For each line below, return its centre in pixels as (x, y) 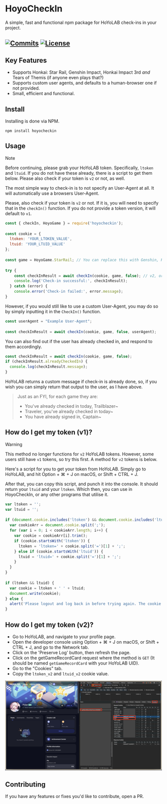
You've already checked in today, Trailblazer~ (71, 406)
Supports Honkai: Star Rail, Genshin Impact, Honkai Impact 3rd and (81, 72)
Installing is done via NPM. (32, 121)
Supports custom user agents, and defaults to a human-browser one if (84, 83)
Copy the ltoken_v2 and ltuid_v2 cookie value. (61, 674)
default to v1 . (19, 213)
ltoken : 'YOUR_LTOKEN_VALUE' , (41, 239)
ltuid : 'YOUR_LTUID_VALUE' (38, 244)
